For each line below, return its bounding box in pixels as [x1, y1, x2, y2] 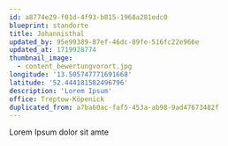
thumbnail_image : [9, 54, 73, 62]
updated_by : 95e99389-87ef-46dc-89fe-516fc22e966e [9, 37, 200, 47]
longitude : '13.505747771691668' [9, 70, 133, 79]
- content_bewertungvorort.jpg [17, 62, 133, 71]
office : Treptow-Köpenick [9, 94, 104, 104]
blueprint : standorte [9, 21, 89, 30]
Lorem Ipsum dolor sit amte [9, 127, 109, 137]
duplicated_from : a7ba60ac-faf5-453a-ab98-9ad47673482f [9, 103, 219, 112]
